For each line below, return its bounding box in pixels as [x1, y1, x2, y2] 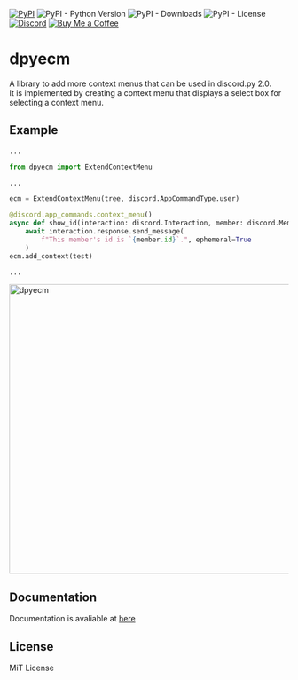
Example [9, 123, 59, 138]
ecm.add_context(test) [9, 251, 93, 261]
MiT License [9, 662, 55, 673]
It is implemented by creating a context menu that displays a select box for [9, 87, 282, 98]
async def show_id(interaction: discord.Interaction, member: [9, 218, 244, 228]
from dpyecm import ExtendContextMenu [9, 162, 153, 171]
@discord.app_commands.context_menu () [9, 210, 153, 219]
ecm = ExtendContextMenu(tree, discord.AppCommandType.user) [9, 194, 240, 203]
